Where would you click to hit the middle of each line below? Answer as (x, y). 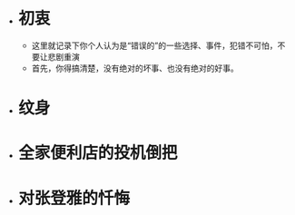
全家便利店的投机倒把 (98, 153)
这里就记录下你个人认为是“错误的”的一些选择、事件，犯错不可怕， (154, 45)
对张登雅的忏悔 (74, 198)
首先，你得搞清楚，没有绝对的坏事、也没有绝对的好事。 (135, 68)
